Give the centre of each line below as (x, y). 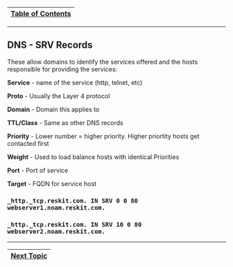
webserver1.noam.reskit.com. (57, 208)
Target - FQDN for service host (52, 183)
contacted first (28, 143)
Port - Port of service (38, 170)
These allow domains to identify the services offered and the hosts (103, 62)
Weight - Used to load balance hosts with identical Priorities (93, 157)
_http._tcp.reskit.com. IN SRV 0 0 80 (73, 201)
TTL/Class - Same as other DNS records (65, 122)
